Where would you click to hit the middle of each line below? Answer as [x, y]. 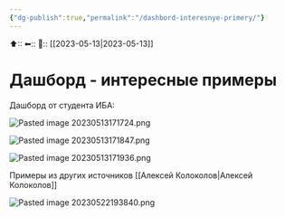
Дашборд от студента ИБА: [62, 105]
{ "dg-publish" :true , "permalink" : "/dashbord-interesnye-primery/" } [137, 18]
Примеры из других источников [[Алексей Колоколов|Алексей [131, 175]
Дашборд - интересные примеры [143, 80]
